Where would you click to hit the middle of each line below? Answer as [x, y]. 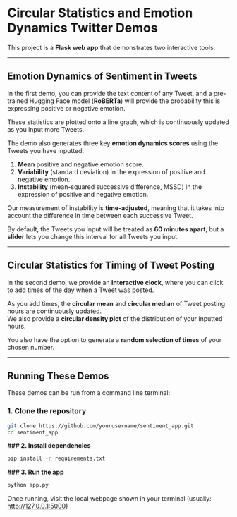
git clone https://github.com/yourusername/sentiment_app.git [101, 426]
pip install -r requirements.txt [56, 459]
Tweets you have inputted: [46, 150]
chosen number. [31, 347]
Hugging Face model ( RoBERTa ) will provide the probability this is [125, 101]
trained [18, 101]
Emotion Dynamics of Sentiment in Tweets [102, 77]
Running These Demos [58, 376]
